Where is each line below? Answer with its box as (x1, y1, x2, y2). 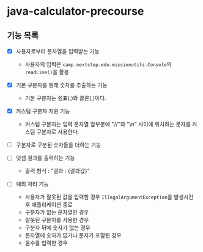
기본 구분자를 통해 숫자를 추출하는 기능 (15, 82, 108, 89)
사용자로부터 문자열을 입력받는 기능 (15, 48, 100, 55)
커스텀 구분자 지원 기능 (15, 107, 70, 115)
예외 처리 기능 (15, 180, 49, 188)
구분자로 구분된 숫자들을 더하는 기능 (15, 141, 102, 148)
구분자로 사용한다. (36, 128, 79, 136)
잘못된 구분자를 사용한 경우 (24, 216, 89, 224)
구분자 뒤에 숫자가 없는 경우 (24, 224, 90, 231)
